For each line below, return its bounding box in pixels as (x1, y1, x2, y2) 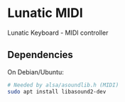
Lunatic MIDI (7, 5, 83, 21)
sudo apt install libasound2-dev (7, 88, 107, 95)
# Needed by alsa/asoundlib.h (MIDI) (7, 81, 119, 89)
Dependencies (7, 49, 73, 61)
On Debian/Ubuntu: (7, 67, 64, 76)
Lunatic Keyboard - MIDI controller (7, 28, 109, 37)
